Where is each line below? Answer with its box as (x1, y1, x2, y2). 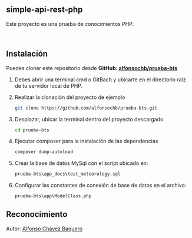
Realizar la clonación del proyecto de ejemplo (14, 94, 125, 101)
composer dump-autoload (14, 149, 74, 155)
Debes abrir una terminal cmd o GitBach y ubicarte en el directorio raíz (14, 76, 187, 83)
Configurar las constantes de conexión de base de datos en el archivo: (14, 182, 187, 189)
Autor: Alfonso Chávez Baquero (6, 225, 83, 232)
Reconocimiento (6, 209, 68, 220)
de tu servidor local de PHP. (14, 82, 83, 89)
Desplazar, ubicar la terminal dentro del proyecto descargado (14, 115, 164, 123)
